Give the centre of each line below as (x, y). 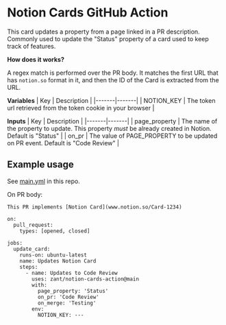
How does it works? (36, 59)
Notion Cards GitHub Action (88, 13)
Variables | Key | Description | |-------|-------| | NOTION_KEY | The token (111, 100)
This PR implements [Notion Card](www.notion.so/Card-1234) (95, 207)
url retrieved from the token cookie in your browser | (81, 108)
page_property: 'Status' (73, 291)
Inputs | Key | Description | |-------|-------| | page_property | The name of (112, 121)
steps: (29, 267)
